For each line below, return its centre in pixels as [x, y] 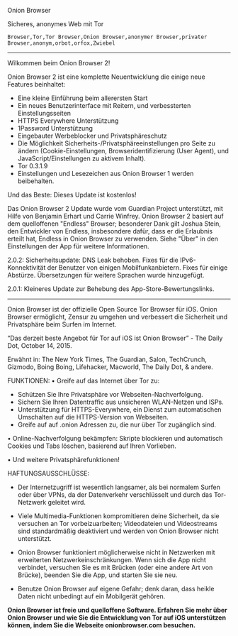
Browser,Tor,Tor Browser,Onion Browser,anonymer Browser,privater [107, 37]
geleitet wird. [67, 502]
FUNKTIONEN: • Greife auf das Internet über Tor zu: [84, 380]
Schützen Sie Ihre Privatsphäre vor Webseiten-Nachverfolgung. [110, 394]
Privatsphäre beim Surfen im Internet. [62, 324]
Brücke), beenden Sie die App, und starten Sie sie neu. [97, 575]
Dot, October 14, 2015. [40, 346]
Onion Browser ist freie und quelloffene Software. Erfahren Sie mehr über [118, 610]
